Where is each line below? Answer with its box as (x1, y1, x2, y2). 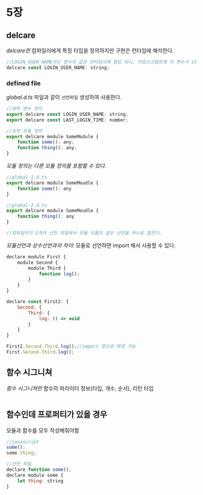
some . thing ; (6, 450, 36, 456)
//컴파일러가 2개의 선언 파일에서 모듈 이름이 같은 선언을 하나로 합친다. (6, 230, 162, 237)
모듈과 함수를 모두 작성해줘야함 (6, 426, 80, 434)
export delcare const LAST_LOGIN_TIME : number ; (6, 116, 129, 123)
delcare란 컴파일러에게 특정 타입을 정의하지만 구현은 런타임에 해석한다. (6, 47, 174, 54)
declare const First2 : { (6, 298, 69, 305)
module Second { (17, 259, 59, 266)
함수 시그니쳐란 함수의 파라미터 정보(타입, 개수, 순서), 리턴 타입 (6, 385, 154, 392)
